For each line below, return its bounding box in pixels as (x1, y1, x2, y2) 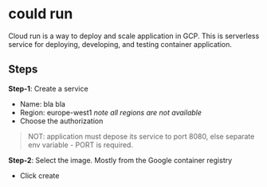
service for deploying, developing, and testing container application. (8, 39, 233, 49)
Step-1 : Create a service (8, 84, 89, 93)
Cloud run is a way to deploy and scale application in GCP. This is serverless (8, 31, 260, 41)
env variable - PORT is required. (27, 140, 134, 150)
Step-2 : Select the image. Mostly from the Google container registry (8, 155, 233, 165)
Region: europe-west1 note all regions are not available (19, 107, 202, 117)
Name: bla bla (19, 99, 66, 108)
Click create (19, 170, 60, 180)
